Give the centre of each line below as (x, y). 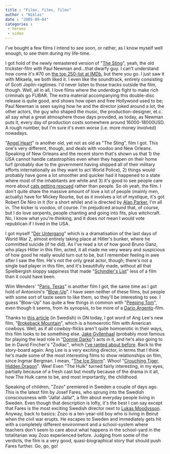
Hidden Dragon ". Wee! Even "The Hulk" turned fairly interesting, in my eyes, (84, 366)
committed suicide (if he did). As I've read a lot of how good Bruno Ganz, (82, 244)
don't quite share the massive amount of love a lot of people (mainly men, (82, 191)
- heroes (17, 29)
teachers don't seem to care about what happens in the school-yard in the (83, 430)
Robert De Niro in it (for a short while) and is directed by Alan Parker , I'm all (84, 202)
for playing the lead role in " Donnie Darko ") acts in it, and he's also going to (84, 339)
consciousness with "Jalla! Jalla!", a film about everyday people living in (80, 398)
